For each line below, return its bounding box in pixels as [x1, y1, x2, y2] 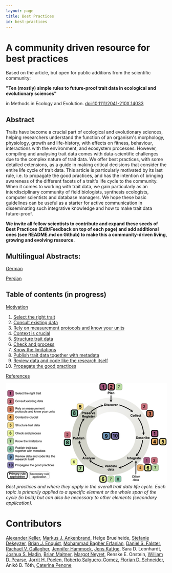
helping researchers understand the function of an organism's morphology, [6, 134, 165, 141]
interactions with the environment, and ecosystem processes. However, [6, 145, 157, 151]
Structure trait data [13, 335, 53, 342]
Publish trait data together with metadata [13, 352, 99, 358]
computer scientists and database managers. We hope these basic [6, 194, 147, 201]
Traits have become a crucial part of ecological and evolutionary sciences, [6, 129, 163, 135]
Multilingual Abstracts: [6, 252, 81, 261]
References [6, 372, 30, 379]
